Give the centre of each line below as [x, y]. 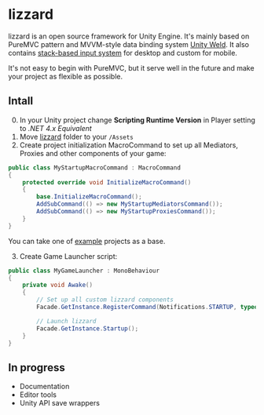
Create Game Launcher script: [68, 256]
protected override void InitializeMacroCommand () [107, 182]
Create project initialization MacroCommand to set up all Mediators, [128, 145]
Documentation [44, 387]
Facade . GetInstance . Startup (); [88, 328]
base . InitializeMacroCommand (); [90, 197]
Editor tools [38, 395]
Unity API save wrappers [60, 403]
